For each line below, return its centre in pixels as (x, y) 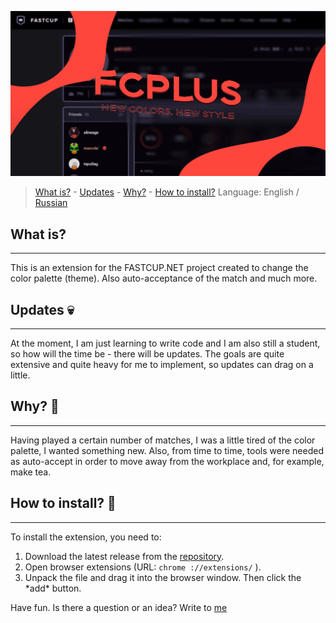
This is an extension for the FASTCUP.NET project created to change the (159, 268)
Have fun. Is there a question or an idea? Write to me (119, 607)
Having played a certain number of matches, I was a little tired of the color (163, 440)
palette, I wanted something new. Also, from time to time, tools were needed (167, 450)
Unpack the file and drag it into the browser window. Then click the (163, 577)
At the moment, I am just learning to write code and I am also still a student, (165, 343)
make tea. (31, 472)
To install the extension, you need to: (86, 537)
